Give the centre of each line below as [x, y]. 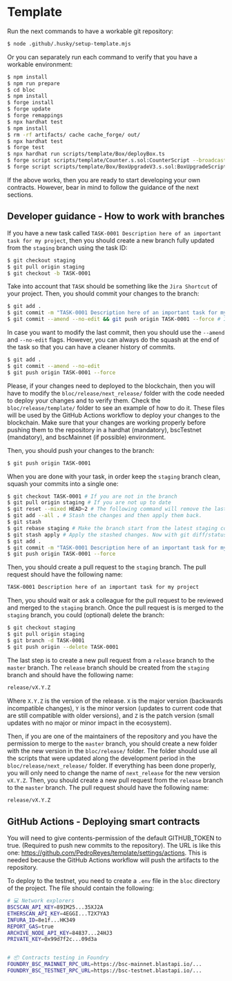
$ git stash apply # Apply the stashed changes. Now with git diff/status [117, 535]
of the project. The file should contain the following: [80, 888]
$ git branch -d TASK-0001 [46, 640]
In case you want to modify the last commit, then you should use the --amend [116, 332]
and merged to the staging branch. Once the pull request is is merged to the [116, 608]
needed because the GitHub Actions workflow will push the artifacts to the [113, 860]
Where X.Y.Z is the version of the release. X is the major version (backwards [115, 701]
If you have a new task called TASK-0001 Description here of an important [114, 233]
